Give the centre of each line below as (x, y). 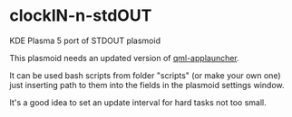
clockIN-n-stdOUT (81, 16)
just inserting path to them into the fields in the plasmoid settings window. (147, 85)
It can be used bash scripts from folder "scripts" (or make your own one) (145, 75)
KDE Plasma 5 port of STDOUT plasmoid (85, 40)
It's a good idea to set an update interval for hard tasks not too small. (138, 102)
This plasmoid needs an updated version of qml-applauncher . (125, 58)
